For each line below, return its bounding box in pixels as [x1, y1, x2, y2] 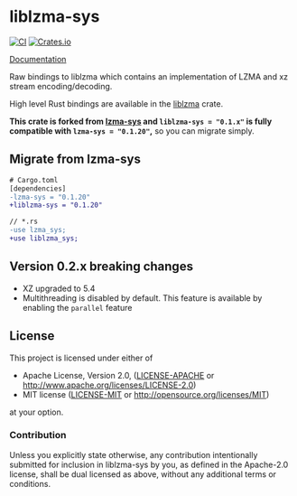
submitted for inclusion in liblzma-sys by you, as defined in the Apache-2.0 [9, 459, 289, 470]
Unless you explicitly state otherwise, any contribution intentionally [9, 449, 258, 460]
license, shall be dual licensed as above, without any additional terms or [9, 468, 277, 480]
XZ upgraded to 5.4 [22, 283, 96, 294]
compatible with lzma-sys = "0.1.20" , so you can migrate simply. [9, 125, 255, 136]
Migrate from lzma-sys [9, 152, 142, 167]
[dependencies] [9, 183, 67, 193]
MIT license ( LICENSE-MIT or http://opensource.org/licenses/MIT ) [22, 388, 270, 399]
